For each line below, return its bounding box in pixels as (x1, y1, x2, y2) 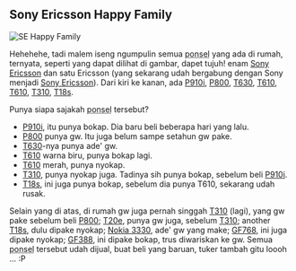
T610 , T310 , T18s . (9, 86, 74, 97)
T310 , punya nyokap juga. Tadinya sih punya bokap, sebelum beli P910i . (22, 169, 288, 179)
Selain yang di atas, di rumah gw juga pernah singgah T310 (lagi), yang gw (9, 205, 285, 216)
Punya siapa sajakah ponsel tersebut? (9, 103, 150, 115)
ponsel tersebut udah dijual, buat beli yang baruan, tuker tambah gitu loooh (9, 243, 287, 254)
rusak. (22, 188, 47, 198)
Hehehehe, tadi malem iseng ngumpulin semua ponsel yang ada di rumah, (9, 48, 283, 59)
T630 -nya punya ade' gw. (22, 140, 118, 151)
